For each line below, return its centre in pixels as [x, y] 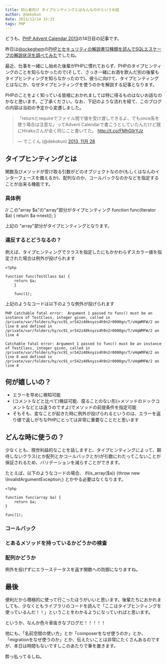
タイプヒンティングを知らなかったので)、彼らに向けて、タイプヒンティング [82, 78]
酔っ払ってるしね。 [25, 657]
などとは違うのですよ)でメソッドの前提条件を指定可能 [81, 408]
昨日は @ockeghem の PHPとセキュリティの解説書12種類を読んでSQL [75, 49]
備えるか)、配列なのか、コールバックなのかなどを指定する [99, 178]
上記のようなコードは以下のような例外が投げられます [60, 304]
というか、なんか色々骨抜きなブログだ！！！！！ [55, 623]
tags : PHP [15, 24]
